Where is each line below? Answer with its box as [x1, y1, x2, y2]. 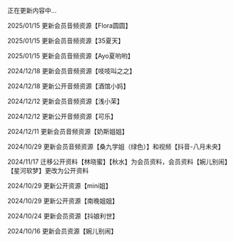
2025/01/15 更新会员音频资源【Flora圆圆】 [7, 21, 132, 30]
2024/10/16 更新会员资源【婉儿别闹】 [7, 227, 118, 235]
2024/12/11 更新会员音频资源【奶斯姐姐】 [7, 127, 128, 135]
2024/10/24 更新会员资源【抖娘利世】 [7, 212, 119, 220]
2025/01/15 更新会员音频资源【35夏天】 [7, 36, 125, 45]
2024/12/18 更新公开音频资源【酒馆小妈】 [7, 82, 130, 90]
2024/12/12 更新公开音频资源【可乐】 [7, 112, 118, 120]
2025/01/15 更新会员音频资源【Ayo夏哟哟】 [7, 52, 134, 60]
